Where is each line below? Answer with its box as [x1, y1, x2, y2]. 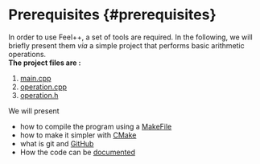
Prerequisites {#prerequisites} [8, 6, 217, 24]
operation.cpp [19, 82, 67, 92]
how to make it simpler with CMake [19, 130, 137, 140]
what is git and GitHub [19, 138, 94, 148]
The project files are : [8, 58, 81, 68]
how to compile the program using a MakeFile [19, 121, 172, 131]
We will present [8, 106, 60, 116]
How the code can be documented [19, 147, 135, 157]
